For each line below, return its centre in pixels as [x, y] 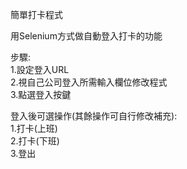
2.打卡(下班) [35, 141]
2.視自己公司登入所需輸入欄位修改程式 [89, 82]
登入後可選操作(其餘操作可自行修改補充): [94, 116]
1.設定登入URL [40, 69]
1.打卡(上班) [34, 128]
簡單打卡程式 [36, 14]
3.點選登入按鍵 [41, 94]
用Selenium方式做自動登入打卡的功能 [86, 36]
